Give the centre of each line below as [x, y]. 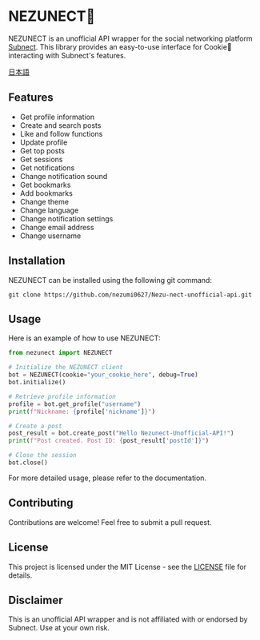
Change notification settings [66, 218]
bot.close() [28, 463]
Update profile [44, 142]
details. [20, 575]
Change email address [57, 227]
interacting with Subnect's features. [67, 55]
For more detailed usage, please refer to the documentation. [107, 478]
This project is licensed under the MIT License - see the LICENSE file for [127, 566]
